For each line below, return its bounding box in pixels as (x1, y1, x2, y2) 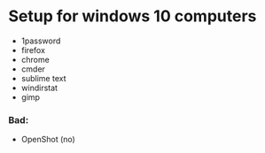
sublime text (20, 73, 66, 83)
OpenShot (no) (20, 134, 76, 145)
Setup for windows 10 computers (8, 6, 257, 27)
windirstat (20, 82, 58, 93)
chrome (20, 54, 50, 65)
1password (20, 35, 61, 46)
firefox (20, 44, 46, 55)
